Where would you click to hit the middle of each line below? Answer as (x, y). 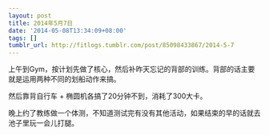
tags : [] (23, 38)
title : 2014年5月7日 (41, 23)
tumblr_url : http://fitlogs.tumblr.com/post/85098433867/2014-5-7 (121, 46)
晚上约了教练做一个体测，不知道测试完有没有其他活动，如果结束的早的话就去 (134, 113)
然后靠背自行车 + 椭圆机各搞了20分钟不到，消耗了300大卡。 (108, 96)
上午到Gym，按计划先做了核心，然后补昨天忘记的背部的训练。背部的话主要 (132, 69)
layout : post (30, 16)
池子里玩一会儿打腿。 (43, 123)
